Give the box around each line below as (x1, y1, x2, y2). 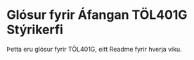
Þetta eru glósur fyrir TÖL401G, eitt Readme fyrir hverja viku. (6, 45, 182, 53)
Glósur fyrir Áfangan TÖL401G (6, 7, 188, 23)
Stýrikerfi (6, 22, 64, 38)
